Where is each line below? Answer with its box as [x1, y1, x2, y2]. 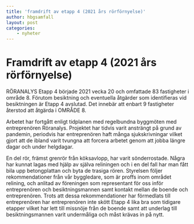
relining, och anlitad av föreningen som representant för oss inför [6, 180, 163, 187]
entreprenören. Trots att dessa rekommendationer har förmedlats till [6, 192, 170, 199]
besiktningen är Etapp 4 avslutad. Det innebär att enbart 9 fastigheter [6, 101, 175, 108]
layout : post [6, 19, 38, 25]
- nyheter [16, 31, 41, 37]
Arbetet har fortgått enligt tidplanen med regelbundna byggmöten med [6, 118, 177, 126]
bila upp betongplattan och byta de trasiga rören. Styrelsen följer [6, 167, 163, 174]
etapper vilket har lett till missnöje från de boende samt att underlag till [6, 205, 178, 212]
